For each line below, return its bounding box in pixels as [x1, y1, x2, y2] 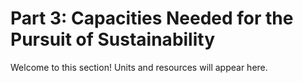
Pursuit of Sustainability [10, 28, 216, 51]
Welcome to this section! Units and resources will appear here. [10, 61, 268, 73]
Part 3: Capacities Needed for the [10, 7, 294, 30]
